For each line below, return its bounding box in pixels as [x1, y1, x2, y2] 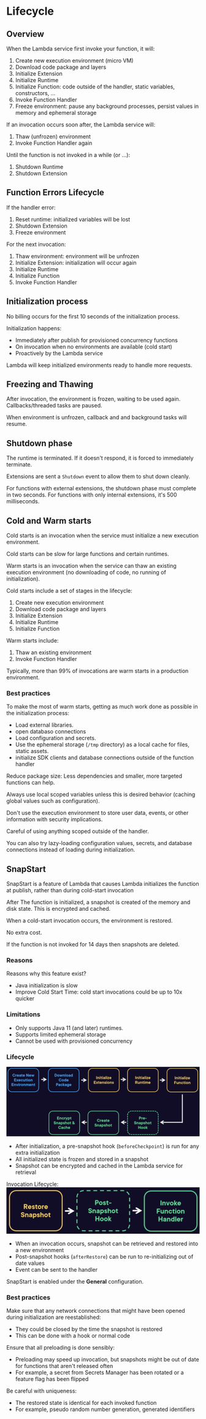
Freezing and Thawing [6, 379, 94, 390]
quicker [15, 995, 35, 1002]
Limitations [6, 1010, 41, 1019]
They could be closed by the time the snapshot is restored [15, 1326, 162, 1333]
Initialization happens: [6, 324, 62, 332]
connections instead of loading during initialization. [6, 846, 135, 854]
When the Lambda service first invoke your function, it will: [6, 45, 155, 52]
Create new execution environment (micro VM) [15, 57, 134, 64]
